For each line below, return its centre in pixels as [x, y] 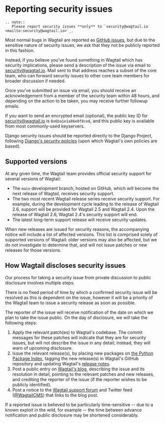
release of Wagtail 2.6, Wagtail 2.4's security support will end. [75, 214]
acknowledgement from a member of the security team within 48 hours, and [82, 96]
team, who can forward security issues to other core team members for [77, 75]
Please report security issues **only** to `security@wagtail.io [80, 26]
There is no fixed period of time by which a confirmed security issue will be [81, 292]
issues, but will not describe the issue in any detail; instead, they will [81, 343]
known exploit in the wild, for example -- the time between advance [73, 410]
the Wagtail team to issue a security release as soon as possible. [70, 303]
